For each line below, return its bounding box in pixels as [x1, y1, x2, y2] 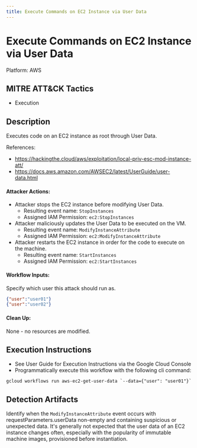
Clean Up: [6, 314, 31, 321]
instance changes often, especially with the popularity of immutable [6, 429, 172, 436]
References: [6, 144, 35, 151]
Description [6, 116, 50, 126]
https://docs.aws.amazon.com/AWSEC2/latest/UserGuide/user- [14, 168, 170, 175]
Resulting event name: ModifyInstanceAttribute [23, 226, 141, 233]
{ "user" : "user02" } [6, 301, 51, 307]
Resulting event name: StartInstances [23, 252, 117, 259]
